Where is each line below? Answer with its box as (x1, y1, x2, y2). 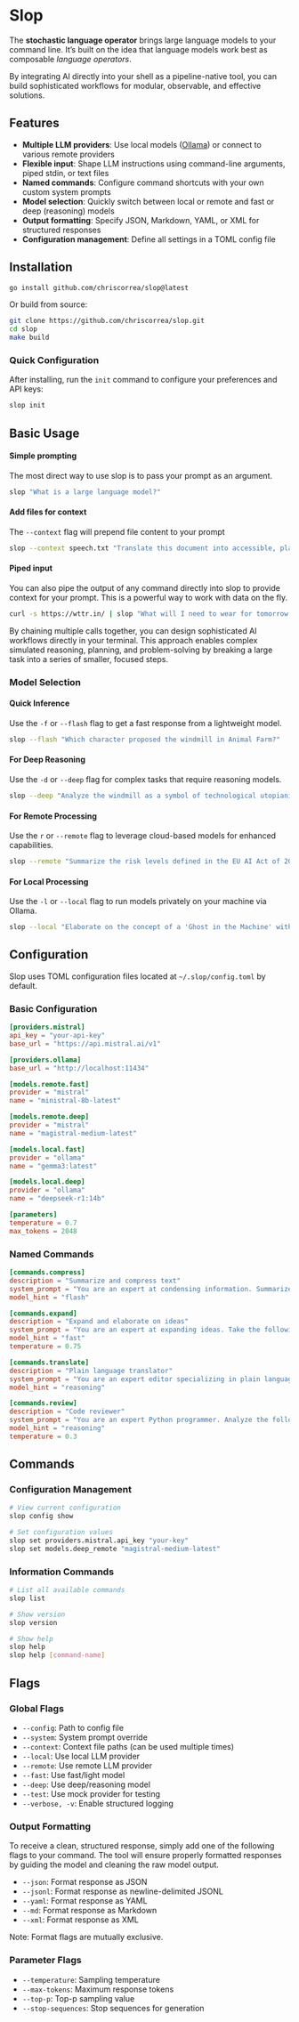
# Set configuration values (9, 1528, 114, 1537)
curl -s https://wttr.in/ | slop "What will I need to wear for (9, 609, 253, 619)
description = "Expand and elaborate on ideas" (9, 1317, 190, 1326)
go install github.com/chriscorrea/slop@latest (9, 283, 190, 292)
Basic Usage (9, 425, 80, 441)
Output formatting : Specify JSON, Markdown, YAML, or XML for (21, 214, 260, 225)
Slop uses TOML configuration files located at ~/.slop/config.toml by (9, 971, 266, 982)
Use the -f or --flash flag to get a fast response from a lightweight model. (9, 717, 282, 728)
